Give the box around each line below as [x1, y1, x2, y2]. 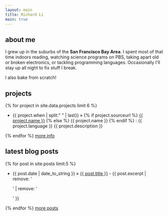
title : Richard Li [5, 12, 44, 17]
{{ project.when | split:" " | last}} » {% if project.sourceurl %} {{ [12, 112, 143, 118]
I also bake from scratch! [5, 75, 57, 81]
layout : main [5, 7, 33, 13]
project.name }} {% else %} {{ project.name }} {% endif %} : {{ [12, 118, 142, 123]
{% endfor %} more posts [5, 205, 59, 211]
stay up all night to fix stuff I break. [5, 65, 77, 71]
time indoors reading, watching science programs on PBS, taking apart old [5, 54, 159, 60]
